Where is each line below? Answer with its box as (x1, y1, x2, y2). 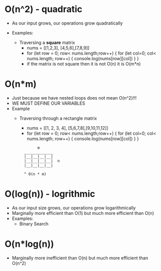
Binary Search (19, 220, 49, 226)
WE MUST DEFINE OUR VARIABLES (11, 100, 85, 106)
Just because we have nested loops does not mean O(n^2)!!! (11, 95, 137, 101)
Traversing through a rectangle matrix (19, 115, 97, 121)
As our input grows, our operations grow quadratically (11, 20, 123, 26)
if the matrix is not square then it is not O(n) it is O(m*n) (26, 61, 141, 67)
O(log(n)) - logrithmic (4, 188, 95, 200)
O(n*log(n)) (4, 238, 54, 249)
